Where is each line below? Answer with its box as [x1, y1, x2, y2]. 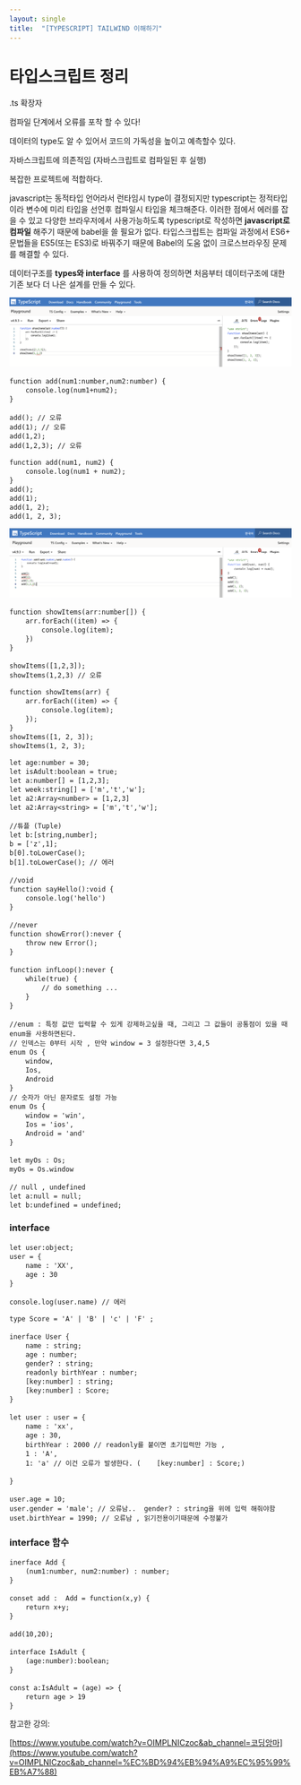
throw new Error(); [25, 939, 99, 948]
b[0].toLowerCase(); [9, 849, 87, 858]
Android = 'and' [25, 1129, 87, 1138]
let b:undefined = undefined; [9, 1201, 123, 1210]
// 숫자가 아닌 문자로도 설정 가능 [9, 1093, 118, 1102]
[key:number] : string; [25, 1376, 115, 1386]
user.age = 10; [9, 1495, 66, 1504]
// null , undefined [9, 1183, 87, 1192]
